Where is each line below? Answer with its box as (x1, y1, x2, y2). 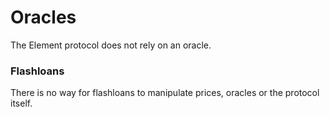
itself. (10, 97, 33, 110)
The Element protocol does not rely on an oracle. (10, 39, 212, 51)
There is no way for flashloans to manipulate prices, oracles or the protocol (10, 87, 320, 99)
